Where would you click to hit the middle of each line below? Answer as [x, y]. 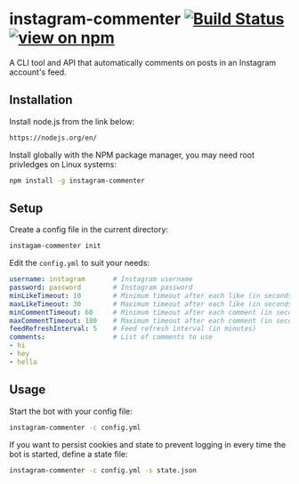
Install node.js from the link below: [72, 121]
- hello [24, 362]
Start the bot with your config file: [71, 411]
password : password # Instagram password [101, 288]
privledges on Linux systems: [63, 164]
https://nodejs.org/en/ [53, 138]
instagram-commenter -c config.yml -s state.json [103, 470]
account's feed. [38, 72]
